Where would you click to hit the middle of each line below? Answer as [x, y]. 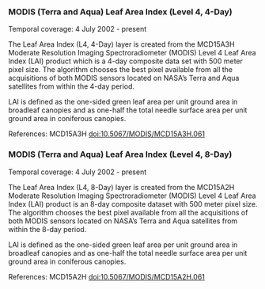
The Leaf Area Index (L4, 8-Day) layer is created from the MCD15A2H [121, 187]
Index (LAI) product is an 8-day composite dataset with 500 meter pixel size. [133, 203]
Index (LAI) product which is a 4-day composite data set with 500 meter [126, 61]
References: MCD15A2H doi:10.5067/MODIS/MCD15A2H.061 [107, 276]
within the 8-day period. [47, 229]
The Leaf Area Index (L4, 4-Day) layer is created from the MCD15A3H [121, 44]
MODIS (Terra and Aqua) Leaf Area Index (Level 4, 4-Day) [120, 12]
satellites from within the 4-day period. [72, 86]
